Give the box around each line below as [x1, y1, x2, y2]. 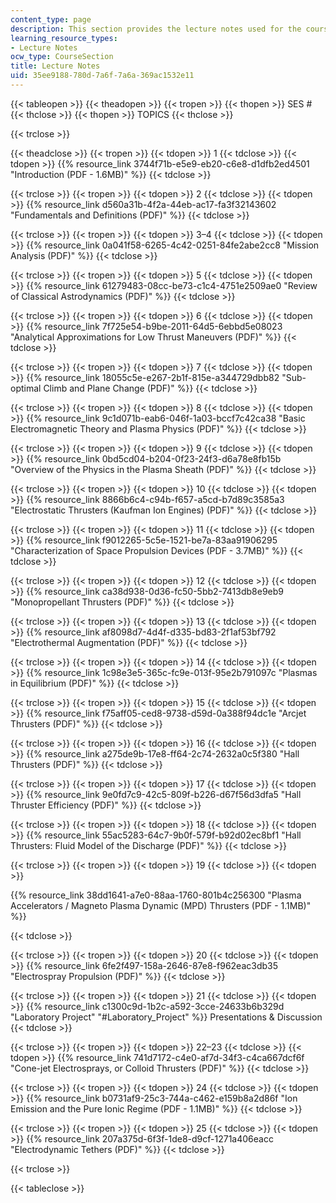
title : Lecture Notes [10, 61, 101, 71]
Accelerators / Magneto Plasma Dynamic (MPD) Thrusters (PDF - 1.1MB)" [10, 899, 312, 911]
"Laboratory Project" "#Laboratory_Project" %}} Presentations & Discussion [10, 1011, 323, 1023]
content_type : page [10, 14, 92, 25]
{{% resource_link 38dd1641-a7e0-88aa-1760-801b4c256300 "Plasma [10, 889, 302, 901]
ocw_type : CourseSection [10, 52, 114, 62]
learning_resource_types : [10, 33, 118, 43]
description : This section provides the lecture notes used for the [10, 24, 302, 34]
